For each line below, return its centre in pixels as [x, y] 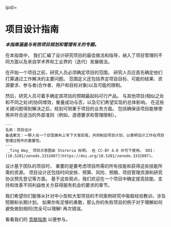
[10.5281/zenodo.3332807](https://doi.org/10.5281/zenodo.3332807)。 [80, 156]
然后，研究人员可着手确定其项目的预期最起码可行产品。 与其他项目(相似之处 [85, 95]
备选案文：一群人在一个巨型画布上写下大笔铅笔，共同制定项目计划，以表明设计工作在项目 [85, 135]
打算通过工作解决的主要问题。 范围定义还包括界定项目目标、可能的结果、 [82, 79]
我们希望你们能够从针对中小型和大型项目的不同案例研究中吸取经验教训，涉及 [85, 196]
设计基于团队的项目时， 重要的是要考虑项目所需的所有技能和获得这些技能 [82, 166]
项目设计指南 [32, 29]
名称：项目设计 [19, 130]
